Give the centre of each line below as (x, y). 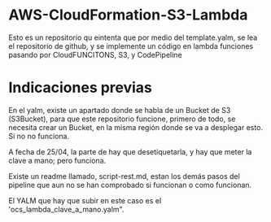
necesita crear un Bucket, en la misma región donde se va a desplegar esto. (135, 127)
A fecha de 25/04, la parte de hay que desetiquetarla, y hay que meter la (130, 151)
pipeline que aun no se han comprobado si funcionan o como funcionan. (130, 185)
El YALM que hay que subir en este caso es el (85, 200)
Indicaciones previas (81, 88)
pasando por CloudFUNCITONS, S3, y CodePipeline (95, 54)
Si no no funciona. (39, 136)
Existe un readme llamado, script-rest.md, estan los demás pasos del (124, 176)
